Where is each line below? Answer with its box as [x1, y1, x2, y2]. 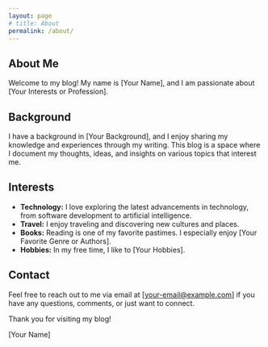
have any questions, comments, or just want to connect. [8, 298, 195, 307]
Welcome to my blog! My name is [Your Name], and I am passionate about [8, 78, 255, 88]
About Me [8, 56, 59, 70]
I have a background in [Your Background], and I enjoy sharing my [8, 132, 228, 141]
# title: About [8, 19, 60, 27]
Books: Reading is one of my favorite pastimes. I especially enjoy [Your [19, 228, 258, 237]
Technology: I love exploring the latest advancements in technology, [19, 202, 249, 211]
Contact [8, 268, 50, 282]
